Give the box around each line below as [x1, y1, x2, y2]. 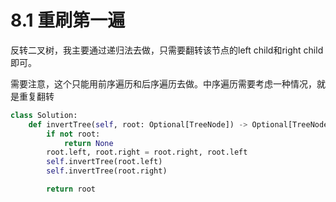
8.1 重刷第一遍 [10, 9, 126, 32]
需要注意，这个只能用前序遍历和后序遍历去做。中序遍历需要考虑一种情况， [10, 77, 317, 90]
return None [63, 138, 114, 148]
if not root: [46, 129, 101, 139]
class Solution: [10, 110, 78, 120]
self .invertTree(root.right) [46, 166, 168, 176]
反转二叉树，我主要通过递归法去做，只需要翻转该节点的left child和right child [10, 44, 324, 56]
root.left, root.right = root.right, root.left [46, 147, 248, 158]
